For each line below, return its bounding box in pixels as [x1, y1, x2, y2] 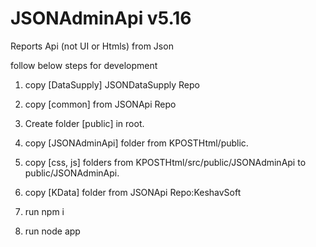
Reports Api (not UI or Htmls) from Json [10, 40, 174, 52]
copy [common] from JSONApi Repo [24, 98, 177, 110]
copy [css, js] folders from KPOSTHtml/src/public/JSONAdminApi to [24, 156, 307, 168]
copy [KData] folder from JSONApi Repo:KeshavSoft [24, 186, 242, 198]
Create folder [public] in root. [24, 117, 145, 129]
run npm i [24, 205, 65, 217]
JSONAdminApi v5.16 [10, 7, 192, 30]
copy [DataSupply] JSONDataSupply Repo [24, 78, 200, 91]
